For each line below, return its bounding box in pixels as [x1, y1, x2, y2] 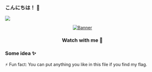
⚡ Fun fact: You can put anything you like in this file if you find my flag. [5, 61, 148, 67]
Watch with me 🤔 [62, 37, 103, 44]
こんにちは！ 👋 [5, 4, 40, 11]
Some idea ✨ [5, 50, 36, 57]
